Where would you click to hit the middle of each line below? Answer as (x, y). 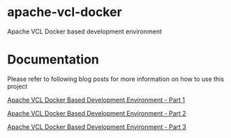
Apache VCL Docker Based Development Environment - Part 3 (97, 127)
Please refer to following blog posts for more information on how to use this (116, 79)
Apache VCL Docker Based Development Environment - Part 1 (96, 100)
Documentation (53, 60)
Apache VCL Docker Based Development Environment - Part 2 (97, 113)
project (17, 86)
